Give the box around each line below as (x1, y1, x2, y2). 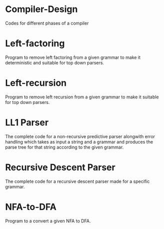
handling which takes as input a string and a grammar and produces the (5, 139, 153, 145)
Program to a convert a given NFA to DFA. (5, 217, 91, 224)
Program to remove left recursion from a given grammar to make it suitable (5, 94, 159, 100)
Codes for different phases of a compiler (5, 20, 89, 26)
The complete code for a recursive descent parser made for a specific (5, 178, 150, 184)
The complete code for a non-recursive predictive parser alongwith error (5, 133, 155, 139)
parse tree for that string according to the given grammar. (5, 144, 124, 150)
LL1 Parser (5, 117, 49, 128)
